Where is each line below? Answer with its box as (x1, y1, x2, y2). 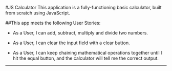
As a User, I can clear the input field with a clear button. (12, 40, 130, 46)
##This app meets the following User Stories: (5, 20, 101, 26)
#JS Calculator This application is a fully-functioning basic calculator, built (5, 5, 162, 10)
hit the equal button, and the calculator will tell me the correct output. (12, 55, 159, 61)
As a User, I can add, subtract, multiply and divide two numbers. (12, 30, 148, 35)
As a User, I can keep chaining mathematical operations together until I (12, 50, 162, 56)
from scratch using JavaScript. (5, 10, 71, 16)
